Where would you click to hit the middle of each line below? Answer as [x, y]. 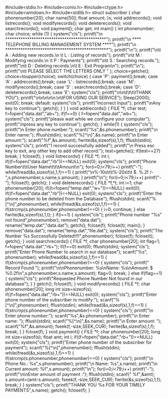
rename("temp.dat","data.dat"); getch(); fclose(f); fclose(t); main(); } [75, 225]
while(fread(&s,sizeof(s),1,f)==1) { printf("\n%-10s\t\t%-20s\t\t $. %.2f [77, 172]
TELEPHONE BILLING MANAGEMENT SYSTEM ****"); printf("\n [71, 44]
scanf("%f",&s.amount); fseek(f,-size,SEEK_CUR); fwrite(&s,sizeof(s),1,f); [80, 326]
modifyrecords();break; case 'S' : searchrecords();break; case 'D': [73, 87]
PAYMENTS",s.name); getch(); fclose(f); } [48, 390]
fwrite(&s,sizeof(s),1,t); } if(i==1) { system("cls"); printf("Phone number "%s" [84, 215]
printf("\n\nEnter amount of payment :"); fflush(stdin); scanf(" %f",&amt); [80, 374]
